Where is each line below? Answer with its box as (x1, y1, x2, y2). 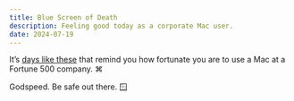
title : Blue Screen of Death (9, 13, 118, 22)
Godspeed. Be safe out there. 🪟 (9, 81, 128, 92)
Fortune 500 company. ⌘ (9, 63, 104, 74)
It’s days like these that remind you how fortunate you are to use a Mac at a (9, 55, 286, 65)
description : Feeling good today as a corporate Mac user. (9, 21, 234, 30)
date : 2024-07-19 (9, 29, 74, 38)
